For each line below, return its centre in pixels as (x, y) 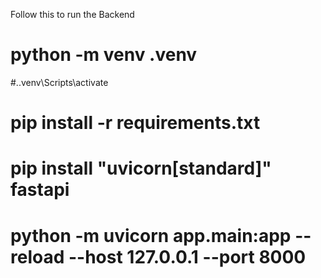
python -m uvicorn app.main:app (151, 235)
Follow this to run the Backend (72, 14)
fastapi (40, 190)
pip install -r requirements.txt (135, 123)
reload (37, 256)
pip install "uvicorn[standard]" (141, 168)
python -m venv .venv (104, 55)
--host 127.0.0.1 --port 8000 (187, 256)
